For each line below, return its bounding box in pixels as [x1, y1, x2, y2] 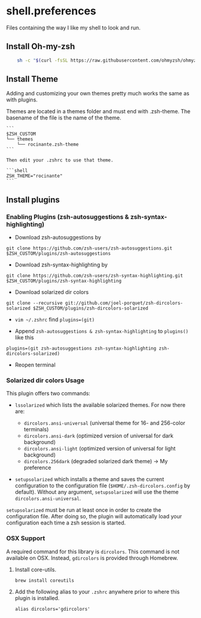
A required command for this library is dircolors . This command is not [6, 548, 179, 555]
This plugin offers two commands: [6, 390, 91, 397]
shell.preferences [6, 4, 97, 18]
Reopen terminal [14, 361, 56, 368]
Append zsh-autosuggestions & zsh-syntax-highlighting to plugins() [14, 328, 188, 335]
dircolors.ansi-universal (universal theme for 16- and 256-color [23, 419, 185, 427]
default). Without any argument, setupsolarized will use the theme [14, 488, 179, 496]
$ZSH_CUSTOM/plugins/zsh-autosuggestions [6, 251, 111, 257]
